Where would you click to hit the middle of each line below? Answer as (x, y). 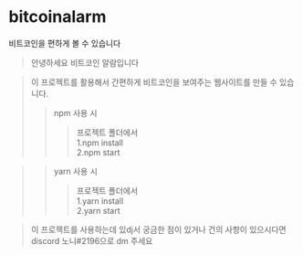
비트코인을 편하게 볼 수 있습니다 (65, 43)
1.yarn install (100, 201)
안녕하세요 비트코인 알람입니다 (84, 62)
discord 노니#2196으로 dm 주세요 (92, 240)
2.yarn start (98, 210)
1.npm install (100, 143)
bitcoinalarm (57, 17)
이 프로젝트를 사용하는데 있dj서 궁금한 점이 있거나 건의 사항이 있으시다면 (158, 229)
